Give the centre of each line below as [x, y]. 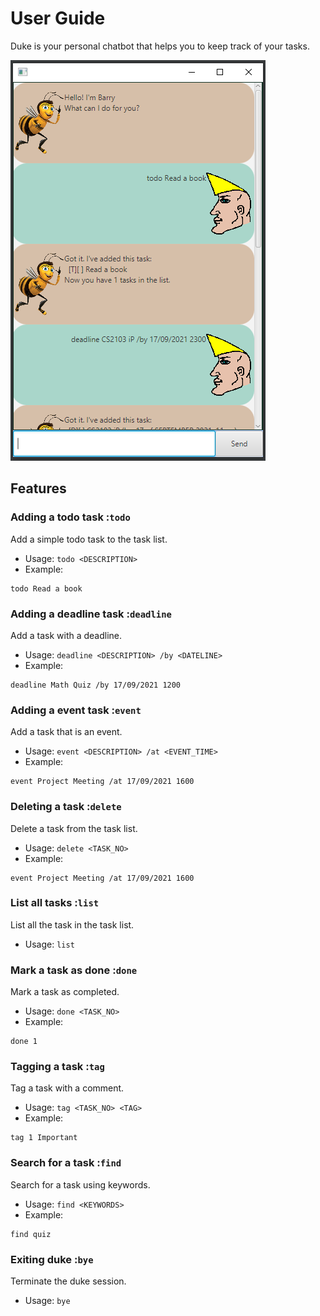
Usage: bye [47, 1300]
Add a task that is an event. [66, 732]
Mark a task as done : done [74, 970]
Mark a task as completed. [65, 992]
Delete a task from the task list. [74, 828]
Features [38, 488]
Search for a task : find [66, 1163]
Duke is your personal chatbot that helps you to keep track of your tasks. [160, 46]
